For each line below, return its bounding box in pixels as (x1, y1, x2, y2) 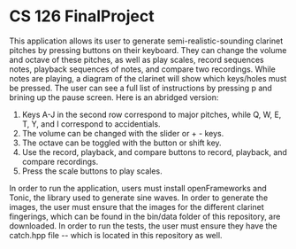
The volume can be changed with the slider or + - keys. (21, 128, 224, 138)
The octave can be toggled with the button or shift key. (21, 137, 223, 148)
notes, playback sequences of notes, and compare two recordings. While (9, 64, 277, 74)
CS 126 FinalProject (9, 6, 155, 27)
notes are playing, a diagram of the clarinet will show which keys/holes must (9, 73, 287, 83)
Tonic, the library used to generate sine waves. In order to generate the (9, 192, 269, 203)
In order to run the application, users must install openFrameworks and (9, 183, 267, 193)
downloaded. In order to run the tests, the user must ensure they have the (9, 220, 278, 231)
